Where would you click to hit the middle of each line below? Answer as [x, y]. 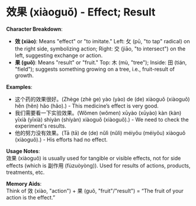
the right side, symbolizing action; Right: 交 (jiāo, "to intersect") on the [100, 49]
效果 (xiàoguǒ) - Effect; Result [81, 12]
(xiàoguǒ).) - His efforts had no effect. [61, 140]
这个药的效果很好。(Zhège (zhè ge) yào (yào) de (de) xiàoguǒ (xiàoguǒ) [102, 99]
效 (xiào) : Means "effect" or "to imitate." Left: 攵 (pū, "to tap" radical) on [102, 41]
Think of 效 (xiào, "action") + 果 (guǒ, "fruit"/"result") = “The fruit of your [95, 191]
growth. [24, 75]
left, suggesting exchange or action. [59, 55]
